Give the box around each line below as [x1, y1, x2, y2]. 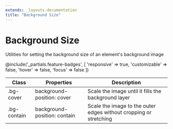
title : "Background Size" [5, 12, 61, 17]
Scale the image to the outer [87, 102, 156, 109]
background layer [87, 94, 130, 101]
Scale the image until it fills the [87, 88, 162, 95]
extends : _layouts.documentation [5, 7, 77, 13]
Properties [45, 79, 72, 86]
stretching [87, 115, 112, 122]
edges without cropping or [87, 109, 152, 116]
